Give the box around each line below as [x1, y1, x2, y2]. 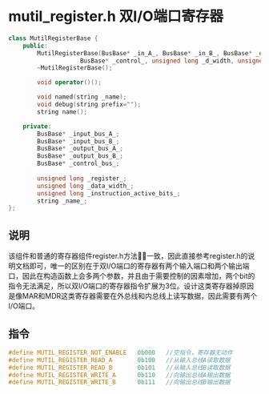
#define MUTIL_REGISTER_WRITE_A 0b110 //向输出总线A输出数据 [8, 371, 231, 379]
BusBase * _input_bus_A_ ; [37, 130, 120, 138]
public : [22, 42, 48, 50]
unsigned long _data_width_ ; [37, 182, 134, 190]
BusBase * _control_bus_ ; [37, 159, 120, 168]
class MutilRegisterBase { [8, 34, 98, 42]
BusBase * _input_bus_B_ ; [37, 137, 120, 145]
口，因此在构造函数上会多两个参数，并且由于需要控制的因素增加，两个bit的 [8, 271, 255, 281]
